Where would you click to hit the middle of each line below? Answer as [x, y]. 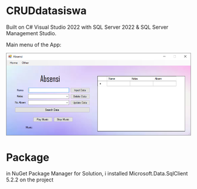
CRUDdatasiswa [46, 11]
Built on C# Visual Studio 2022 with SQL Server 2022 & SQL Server [87, 27]
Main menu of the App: [34, 45]
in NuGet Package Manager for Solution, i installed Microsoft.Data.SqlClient [97, 174]
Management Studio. [31, 33]
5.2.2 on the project [30, 180]
